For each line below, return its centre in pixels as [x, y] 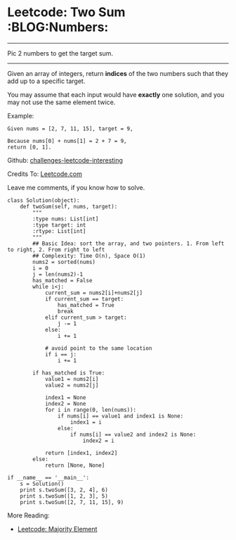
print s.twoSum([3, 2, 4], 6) [64, 490]
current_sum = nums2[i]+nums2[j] [93, 293]
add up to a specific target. [46, 81]
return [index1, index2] [81, 453]
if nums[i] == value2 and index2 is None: [133, 434]
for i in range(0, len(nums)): [91, 410]
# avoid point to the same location [98, 348]
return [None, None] [75, 465]
